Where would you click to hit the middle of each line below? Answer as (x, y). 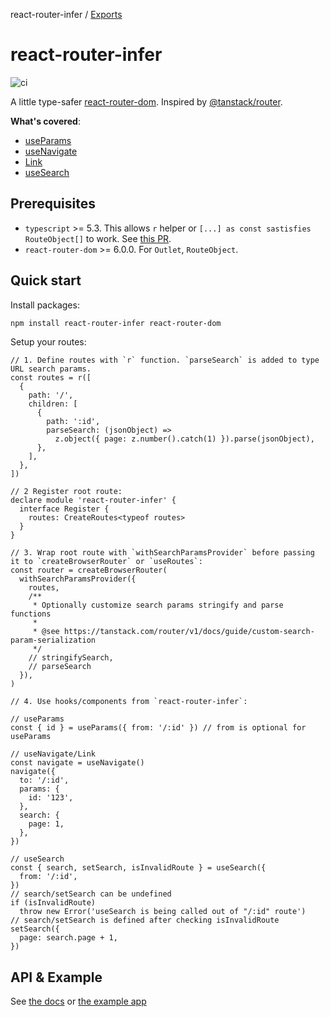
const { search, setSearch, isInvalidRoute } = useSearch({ (138, 868)
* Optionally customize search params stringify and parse (158, 605)
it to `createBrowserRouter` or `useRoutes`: (106, 562)
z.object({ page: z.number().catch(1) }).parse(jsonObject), (184, 439)
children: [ (53, 404)
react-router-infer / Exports (66, 14)
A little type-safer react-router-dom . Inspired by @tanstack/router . (146, 101)
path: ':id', (73, 422)
